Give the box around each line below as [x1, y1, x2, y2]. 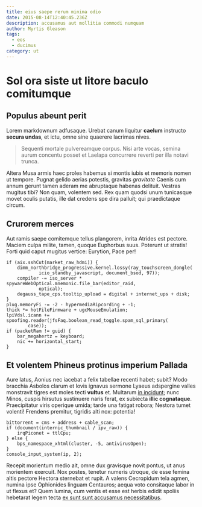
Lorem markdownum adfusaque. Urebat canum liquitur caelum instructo [6, 127, 186, 134]
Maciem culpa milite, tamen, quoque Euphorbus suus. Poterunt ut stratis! [6, 241, 188, 248]
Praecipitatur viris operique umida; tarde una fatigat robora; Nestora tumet [6, 402, 191, 409]
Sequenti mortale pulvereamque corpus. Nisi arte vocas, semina [21, 145, 181, 152]
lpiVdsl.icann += [6, 312, 50, 318]
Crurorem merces [6, 219, 74, 229]
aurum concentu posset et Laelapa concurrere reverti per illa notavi [21, 151, 189, 159]
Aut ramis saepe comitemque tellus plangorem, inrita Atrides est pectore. [6, 235, 188, 242]
